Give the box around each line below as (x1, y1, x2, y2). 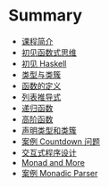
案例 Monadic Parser (21, 167, 98, 178)
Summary (8, 5, 82, 26)
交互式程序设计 (21, 147, 77, 158)
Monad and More (21, 157, 86, 167)
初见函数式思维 (21, 46, 77, 58)
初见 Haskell (21, 58, 67, 69)
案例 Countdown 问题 (21, 135, 100, 147)
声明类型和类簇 (21, 125, 77, 135)
